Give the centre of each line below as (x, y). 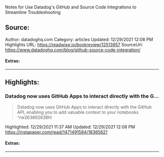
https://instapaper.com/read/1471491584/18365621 (56, 132)
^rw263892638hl (34, 117)
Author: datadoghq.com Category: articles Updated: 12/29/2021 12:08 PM (79, 39)
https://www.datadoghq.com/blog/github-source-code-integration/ (73, 50)
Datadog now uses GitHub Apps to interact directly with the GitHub (84, 107)
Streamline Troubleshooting (33, 12)
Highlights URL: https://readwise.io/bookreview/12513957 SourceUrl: (74, 45)
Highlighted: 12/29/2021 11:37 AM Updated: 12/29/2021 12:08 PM (70, 127)
